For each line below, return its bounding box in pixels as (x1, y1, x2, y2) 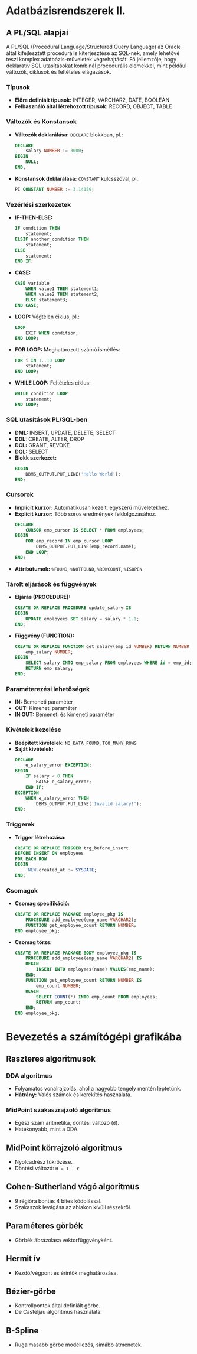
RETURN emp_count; (36, 1000, 81, 1005)
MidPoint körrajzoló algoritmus (6, 1143, 122, 1153)
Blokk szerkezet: (14, 454, 57, 461)
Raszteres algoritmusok (6, 1053, 96, 1064)
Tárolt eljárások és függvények (6, 580, 97, 588)
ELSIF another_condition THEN (14, 236, 90, 242)
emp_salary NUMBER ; (25, 649, 74, 655)
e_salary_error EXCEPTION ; (25, 762, 92, 769)
